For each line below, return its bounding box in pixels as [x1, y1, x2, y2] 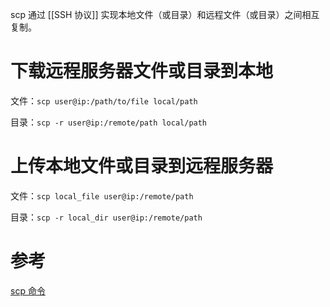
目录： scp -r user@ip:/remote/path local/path [10, 116, 208, 128]
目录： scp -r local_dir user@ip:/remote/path [10, 211, 203, 223]
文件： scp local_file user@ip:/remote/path [10, 189, 194, 202]
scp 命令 [10, 284, 46, 297]
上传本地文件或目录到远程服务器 [10, 155, 274, 178]
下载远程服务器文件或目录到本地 [10, 60, 274, 83]
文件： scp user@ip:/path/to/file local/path [10, 94, 198, 107]
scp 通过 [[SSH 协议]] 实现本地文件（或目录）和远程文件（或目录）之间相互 [10, 9, 320, 20]
